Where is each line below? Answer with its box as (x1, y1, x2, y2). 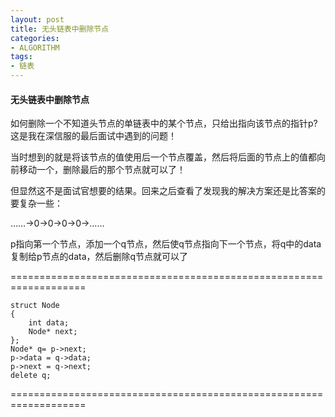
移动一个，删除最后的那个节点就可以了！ (18, 164, 186, 176)
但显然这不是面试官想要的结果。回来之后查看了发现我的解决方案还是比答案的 (10, 185, 326, 197)
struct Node (10, 301, 60, 311)
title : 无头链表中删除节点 (10, 24, 110, 34)
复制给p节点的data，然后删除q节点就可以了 (10, 251, 189, 263)
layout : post (10, 14, 65, 25)
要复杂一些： (10, 197, 63, 210)
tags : (10, 52, 33, 62)
